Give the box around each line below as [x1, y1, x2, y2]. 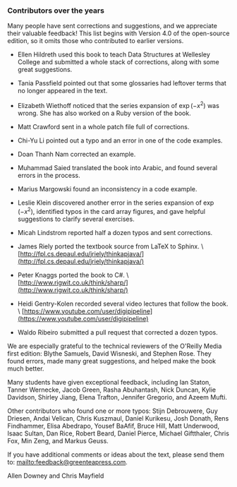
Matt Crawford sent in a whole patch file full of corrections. [17, 122, 190, 131]
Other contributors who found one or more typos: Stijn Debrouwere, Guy [7, 407, 218, 415]
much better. [7, 364, 44, 373]
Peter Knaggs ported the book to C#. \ [17, 270, 129, 279]
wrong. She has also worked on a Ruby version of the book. [17, 109, 192, 117]
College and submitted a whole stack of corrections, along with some [17, 58, 220, 66]
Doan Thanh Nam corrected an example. [17, 150, 136, 158]
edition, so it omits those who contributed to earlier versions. [7, 37, 184, 45]
